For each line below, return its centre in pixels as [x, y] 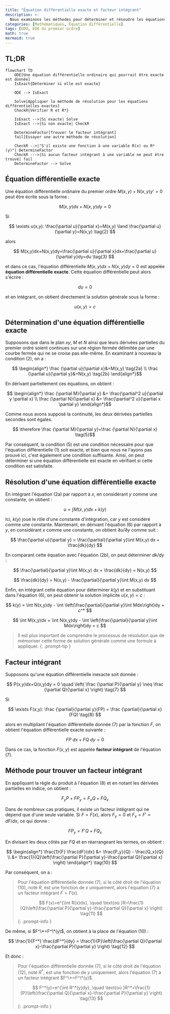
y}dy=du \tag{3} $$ [94, 256]
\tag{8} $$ [90, 715]
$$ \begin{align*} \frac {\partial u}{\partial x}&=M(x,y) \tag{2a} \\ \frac [85, 368]
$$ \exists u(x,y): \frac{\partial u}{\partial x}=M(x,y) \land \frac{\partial [82, 226]
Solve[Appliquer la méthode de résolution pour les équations [81, 101]
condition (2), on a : [26, 359]
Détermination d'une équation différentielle [75, 322]
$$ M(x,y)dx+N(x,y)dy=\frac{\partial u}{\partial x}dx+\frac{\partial [82, 251]
